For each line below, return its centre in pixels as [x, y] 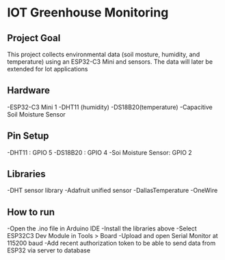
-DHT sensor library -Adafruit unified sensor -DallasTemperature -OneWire [112, 191]
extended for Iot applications [48, 69]
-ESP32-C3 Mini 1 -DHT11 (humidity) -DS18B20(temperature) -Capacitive [110, 107]
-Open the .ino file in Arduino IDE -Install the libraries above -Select [102, 228]
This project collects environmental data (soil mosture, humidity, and [104, 54]
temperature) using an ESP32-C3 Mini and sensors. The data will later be [110, 62]
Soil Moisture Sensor [37, 114]
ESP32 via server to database [49, 250]
